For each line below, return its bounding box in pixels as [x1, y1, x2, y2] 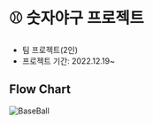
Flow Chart [9, 81, 71, 97]
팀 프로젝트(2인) [21, 44, 78, 55]
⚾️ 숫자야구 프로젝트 [9, 8, 144, 28]
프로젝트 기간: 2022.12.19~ [21, 55, 115, 66]
